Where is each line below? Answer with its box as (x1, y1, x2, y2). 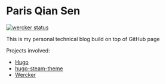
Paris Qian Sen (6, 4, 81, 18)
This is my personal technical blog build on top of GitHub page (6, 35, 160, 42)
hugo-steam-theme (14, 64, 63, 72)
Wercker (14, 71, 36, 78)
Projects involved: (6, 46, 50, 54)
